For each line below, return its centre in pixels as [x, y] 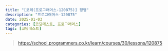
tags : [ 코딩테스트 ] [24, 29]
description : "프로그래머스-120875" [41, 15]
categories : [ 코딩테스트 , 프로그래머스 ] [43, 24]
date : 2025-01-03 [24, 19]
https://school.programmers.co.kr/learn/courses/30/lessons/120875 [90, 43]
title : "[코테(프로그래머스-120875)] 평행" [47, 10]
